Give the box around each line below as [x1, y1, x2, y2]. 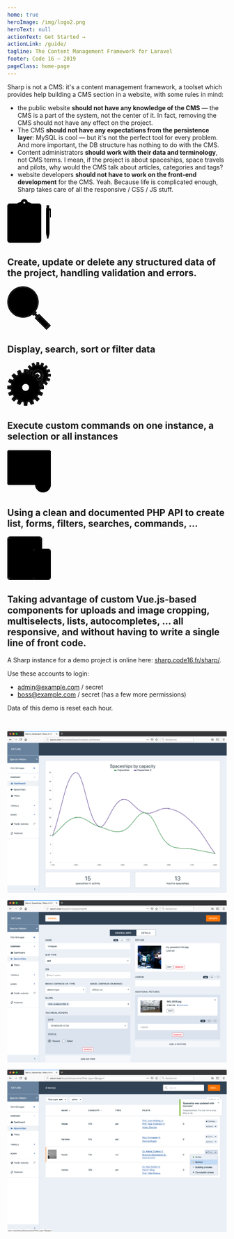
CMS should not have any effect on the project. [17, 119, 153, 127]
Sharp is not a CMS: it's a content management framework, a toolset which [7, 82, 223, 91]
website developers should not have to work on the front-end [17, 170, 197, 178]
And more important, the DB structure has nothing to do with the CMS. [17, 140, 219, 149]
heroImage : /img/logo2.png [7, 18, 86, 26]
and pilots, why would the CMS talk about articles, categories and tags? [17, 162, 224, 171]
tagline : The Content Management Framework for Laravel [7, 48, 173, 55]
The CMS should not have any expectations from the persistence [17, 126, 210, 134]
